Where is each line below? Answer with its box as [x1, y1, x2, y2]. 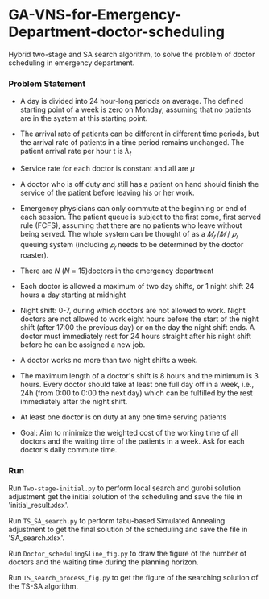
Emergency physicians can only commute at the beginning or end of [19, 204, 247, 213]
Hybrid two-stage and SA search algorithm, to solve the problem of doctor [8, 49, 255, 59]
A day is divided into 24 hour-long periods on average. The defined [19, 97, 244, 106]
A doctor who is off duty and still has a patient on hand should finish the [19, 180, 259, 189]
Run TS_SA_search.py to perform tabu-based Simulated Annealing [8, 515, 226, 525]
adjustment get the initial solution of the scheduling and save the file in [8, 491, 243, 501]
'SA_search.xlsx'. [8, 533, 65, 543]
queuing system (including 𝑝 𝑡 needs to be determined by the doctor [19, 239, 244, 251]
